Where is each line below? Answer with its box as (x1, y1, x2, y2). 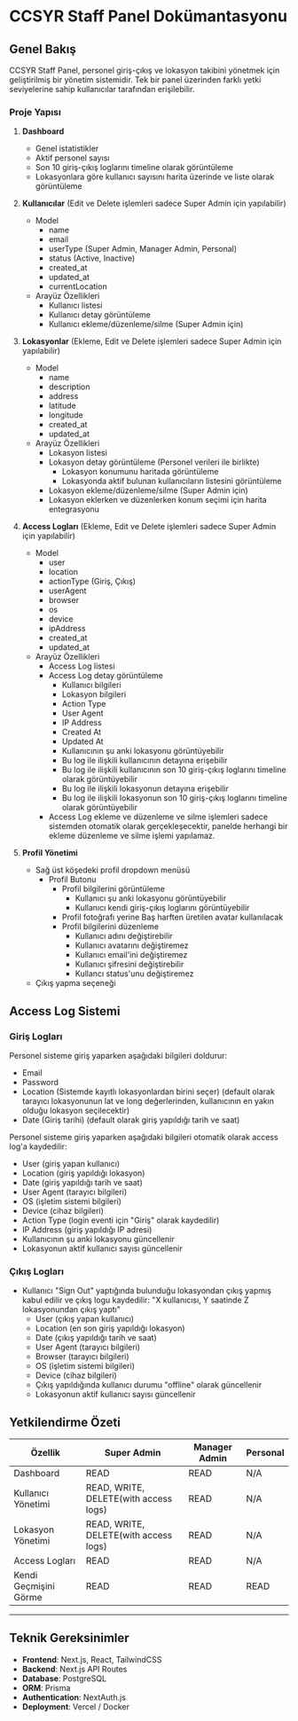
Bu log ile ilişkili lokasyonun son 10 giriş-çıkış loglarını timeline (61, 793, 288, 803)
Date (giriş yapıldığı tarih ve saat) (21, 1177, 144, 1187)
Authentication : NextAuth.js (21, 1692, 127, 1702)
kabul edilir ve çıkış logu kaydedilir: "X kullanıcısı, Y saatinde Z (21, 1295, 250, 1305)
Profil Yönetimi (21, 848, 78, 858)
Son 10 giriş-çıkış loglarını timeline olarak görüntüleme (35, 162, 233, 173)
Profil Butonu (48, 874, 97, 885)
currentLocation (48, 281, 108, 292)
